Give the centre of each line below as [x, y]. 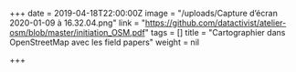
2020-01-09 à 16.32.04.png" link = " [78, 23]
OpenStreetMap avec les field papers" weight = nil [104, 42]
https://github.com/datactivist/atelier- [216, 23]
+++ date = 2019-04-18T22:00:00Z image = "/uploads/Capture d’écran [144, 13]
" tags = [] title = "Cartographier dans [215, 32]
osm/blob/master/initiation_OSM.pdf [78, 32]
